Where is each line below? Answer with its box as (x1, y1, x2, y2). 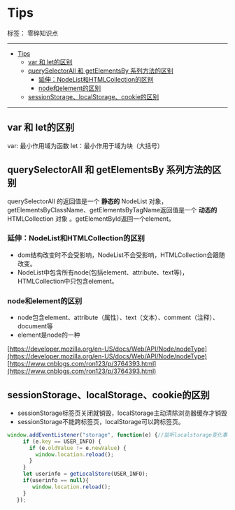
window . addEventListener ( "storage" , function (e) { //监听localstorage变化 (7, 431, 222, 438)
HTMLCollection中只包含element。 (17, 277, 118, 285)
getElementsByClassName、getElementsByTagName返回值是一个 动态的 (7, 205, 218, 214)
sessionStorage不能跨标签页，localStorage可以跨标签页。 (17, 417, 185, 425)
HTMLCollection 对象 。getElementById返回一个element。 (7, 214, 175, 223)
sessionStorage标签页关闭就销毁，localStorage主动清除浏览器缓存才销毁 (17, 409, 227, 417)
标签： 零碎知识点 (7, 29, 58, 37)
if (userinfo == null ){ (22, 477, 90, 484)
